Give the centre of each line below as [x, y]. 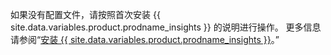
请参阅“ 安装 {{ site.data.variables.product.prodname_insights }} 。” [145, 39]
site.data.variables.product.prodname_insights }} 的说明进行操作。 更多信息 [166, 27]
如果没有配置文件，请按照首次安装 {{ [85, 14]
